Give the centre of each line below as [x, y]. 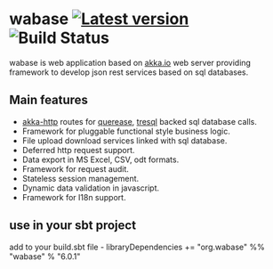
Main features [49, 100]
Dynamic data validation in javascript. [91, 188]
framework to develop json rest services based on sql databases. [129, 72]
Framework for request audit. [75, 168]
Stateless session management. [80, 178]
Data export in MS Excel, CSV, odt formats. [100, 159]
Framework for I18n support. [74, 197]
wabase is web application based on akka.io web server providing [130, 62]
